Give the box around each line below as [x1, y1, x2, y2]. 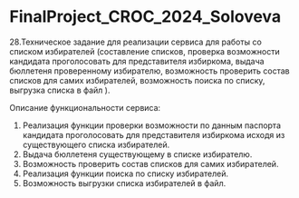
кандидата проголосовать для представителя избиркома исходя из [22, 129, 285, 140]
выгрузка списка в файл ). [9, 84, 111, 95]
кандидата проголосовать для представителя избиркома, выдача [9, 55, 265, 66]
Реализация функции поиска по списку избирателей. [22, 168, 229, 179]
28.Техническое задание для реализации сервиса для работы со [9, 36, 263, 47]
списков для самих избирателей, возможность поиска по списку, [9, 74, 265, 85]
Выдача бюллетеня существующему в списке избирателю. [22, 148, 253, 160]
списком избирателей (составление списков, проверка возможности [9, 45, 280, 56]
